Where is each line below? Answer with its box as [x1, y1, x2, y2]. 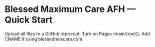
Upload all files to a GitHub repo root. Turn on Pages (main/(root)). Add [4, 30, 150, 36]
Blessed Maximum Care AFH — [4, 3, 136, 15]
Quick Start [4, 14, 53, 25]
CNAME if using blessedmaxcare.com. [4, 36, 84, 42]
